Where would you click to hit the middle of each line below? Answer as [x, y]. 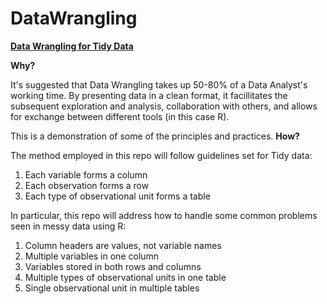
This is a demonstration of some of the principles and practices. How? [155, 136]
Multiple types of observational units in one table [125, 277]
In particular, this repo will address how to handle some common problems [164, 215]
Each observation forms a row [87, 185]
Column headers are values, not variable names [123, 245]
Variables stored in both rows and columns [113, 266]
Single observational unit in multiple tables [112, 288]
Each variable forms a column [86, 174]
